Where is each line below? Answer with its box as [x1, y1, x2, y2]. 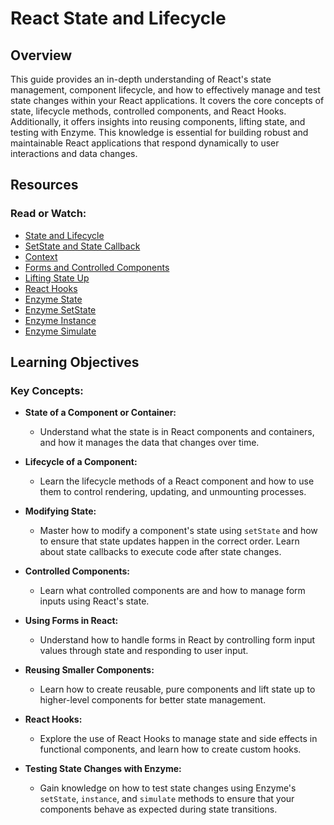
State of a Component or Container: [24, 407, 177, 419]
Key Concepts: [10, 384, 84, 397]
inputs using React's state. [39, 595, 150, 607]
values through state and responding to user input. [39, 645, 249, 657]
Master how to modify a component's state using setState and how [39, 525, 318, 537]
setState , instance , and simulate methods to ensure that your [39, 793, 295, 805]
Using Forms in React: [24, 615, 119, 627]
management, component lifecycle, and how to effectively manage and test [10, 84, 321, 96]
